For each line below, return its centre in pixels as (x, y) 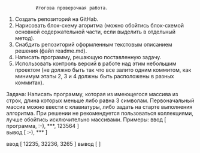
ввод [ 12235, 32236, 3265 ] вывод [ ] (53, 144)
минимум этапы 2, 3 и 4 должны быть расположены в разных (94, 76)
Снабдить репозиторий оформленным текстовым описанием (93, 45)
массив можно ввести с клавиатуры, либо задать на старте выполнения (99, 107)
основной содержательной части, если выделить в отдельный (95, 32)
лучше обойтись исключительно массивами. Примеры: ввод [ (86, 120)
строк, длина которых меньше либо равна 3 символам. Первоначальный (100, 100)
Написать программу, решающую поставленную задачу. (88, 57)
